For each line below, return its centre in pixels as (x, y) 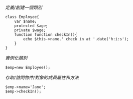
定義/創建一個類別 (24, 7)
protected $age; (31, 26)
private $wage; (30, 30)
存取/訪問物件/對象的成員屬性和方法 (42, 78)
